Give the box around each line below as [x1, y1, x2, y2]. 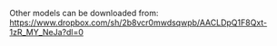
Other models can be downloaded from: [9, 8, 159, 18]
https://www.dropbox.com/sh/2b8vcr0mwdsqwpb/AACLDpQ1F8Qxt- [9, 17, 268, 28]
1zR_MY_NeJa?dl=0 [9, 27, 84, 37]
